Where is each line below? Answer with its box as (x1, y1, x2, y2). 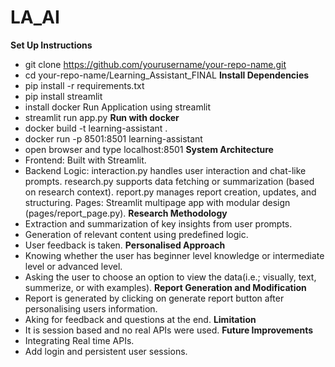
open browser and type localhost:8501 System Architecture (24, 143, 274, 155)
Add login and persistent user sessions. (24, 345, 188, 357)
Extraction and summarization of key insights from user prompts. (24, 217, 293, 230)
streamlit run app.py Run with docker (24, 111, 180, 123)
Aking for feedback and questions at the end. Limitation (24, 313, 257, 325)
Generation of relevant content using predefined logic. (24, 228, 249, 240)
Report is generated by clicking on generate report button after (24, 292, 285, 304)
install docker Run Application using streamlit (24, 101, 212, 113)
